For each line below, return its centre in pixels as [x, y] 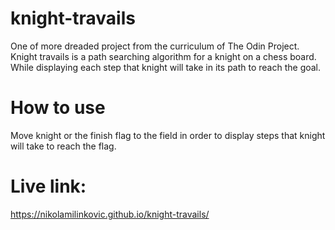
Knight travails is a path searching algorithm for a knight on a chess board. [163, 56]
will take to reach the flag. [63, 146]
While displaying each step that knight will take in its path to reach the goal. [166, 67]
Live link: [48, 186]
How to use [58, 108]
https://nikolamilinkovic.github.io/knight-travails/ [110, 214]
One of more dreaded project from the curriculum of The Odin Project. [155, 46]
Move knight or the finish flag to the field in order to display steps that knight [168, 135]
